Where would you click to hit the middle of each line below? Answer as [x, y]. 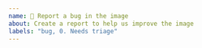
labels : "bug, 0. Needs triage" [63, 31]
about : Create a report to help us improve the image [101, 24]
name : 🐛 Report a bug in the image [69, 16]
